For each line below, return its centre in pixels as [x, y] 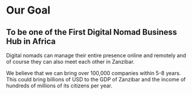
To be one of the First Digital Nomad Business [92, 32]
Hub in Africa [31, 41]
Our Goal [28, 10]
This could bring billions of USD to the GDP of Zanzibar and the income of [96, 79]
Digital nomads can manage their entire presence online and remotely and [96, 55]
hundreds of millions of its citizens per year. [59, 86]
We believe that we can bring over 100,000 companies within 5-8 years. [94, 73]
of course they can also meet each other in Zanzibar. [70, 62]
